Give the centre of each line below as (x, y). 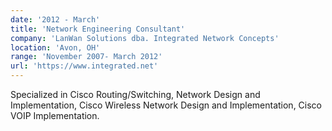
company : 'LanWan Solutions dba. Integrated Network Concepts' (145, 38)
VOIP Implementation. (55, 115)
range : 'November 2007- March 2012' (86, 57)
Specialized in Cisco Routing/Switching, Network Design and (135, 94)
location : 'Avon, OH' (55, 47)
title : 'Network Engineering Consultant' (98, 29)
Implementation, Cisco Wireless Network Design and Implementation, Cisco (166, 105)
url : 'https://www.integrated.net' (84, 66)
